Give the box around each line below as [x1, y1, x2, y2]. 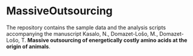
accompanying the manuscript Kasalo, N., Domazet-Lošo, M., [6, 30, 158, 37]
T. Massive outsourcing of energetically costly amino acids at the [21, 36, 188, 43]
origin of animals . [6, 43, 51, 50]
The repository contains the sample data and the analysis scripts [6, 24, 166, 31]
